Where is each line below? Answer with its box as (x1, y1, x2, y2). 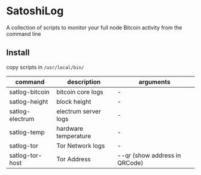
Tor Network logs (56, 142, 105, 150)
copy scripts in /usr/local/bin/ (6, 63, 85, 70)
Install (6, 48, 30, 58)
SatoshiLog (6, 4, 64, 18)
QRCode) (117, 158, 144, 167)
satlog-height (9, 97, 48, 106)
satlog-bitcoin (9, 88, 50, 96)
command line (6, 30, 41, 37)
